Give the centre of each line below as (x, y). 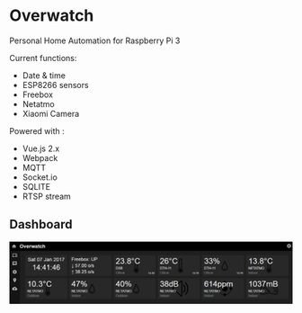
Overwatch (52, 16)
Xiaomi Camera (51, 113)
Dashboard (41, 224)
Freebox (38, 94)
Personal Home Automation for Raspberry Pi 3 (95, 40)
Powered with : (37, 130)
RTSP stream (47, 196)
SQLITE (36, 186)
